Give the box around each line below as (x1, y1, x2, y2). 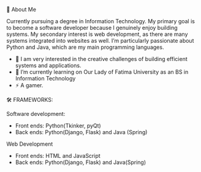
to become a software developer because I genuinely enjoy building (6, 24, 178, 31)
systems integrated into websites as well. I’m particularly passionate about (6, 37, 194, 44)
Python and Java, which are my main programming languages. (6, 43, 164, 51)
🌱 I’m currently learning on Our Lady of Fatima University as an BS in (15, 68, 189, 76)
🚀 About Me (6, 6, 37, 13)
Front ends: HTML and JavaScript (15, 152, 101, 159)
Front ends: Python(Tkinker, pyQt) (15, 122, 101, 129)
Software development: (6, 110, 66, 117)
